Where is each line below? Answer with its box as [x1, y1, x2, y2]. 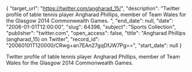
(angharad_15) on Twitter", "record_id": [6, 36, 100, 42]
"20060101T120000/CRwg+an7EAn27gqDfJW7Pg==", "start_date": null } [6, 42, 182, 49]
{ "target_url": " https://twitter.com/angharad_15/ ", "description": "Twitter [6, 5, 180, 12]
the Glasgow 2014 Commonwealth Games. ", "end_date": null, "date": [6, 17, 174, 24]
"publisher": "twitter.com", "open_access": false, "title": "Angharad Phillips [6, 30, 186, 37]
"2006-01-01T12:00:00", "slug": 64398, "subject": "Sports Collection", [6, 23, 176, 30]
